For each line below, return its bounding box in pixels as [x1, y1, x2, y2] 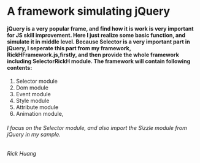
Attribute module [15, 104, 59, 111]
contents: [7, 64, 33, 71]
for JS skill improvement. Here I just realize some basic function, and [7, 31, 186, 39]
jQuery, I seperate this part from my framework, [7, 44, 131, 51]
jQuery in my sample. [7, 131, 61, 138]
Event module [15, 91, 51, 98]
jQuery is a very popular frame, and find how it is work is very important [7, 25, 194, 32]
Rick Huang [7, 150, 37, 157]
